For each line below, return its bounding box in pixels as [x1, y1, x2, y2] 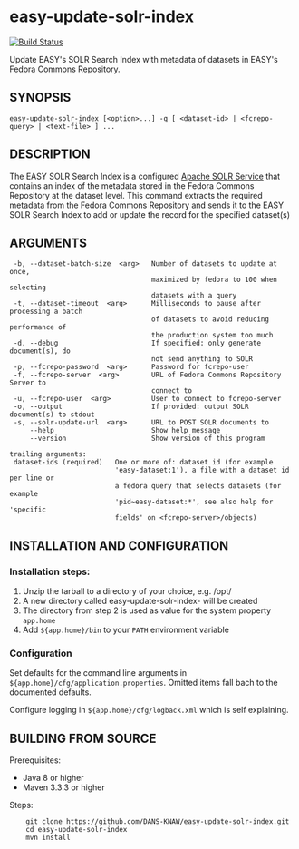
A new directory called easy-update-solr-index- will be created [22, 596, 258, 607]
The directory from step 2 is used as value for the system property [22, 605, 272, 616]
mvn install [25, 833, 71, 843]
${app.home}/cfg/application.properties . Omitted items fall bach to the [9, 678, 278, 688]
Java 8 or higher [22, 773, 84, 784]
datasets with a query [150, 291, 237, 300]
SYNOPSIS [9, 90, 72, 105]
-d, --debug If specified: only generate [13, 338, 261, 348]
